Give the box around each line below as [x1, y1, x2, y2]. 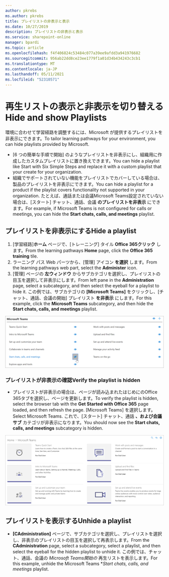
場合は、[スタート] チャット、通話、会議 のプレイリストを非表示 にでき [12, 199, 161, 205]
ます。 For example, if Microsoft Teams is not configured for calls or [12, 205, 152, 211]
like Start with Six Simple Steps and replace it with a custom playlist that [12, 163, 162, 170]
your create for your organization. [12, 169, 82, 175]
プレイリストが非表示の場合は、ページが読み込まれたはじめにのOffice [12, 389, 157, 395]
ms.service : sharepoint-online [5, 35, 71, 40]
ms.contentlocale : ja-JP [5, 66, 57, 71]
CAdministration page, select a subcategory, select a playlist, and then [12, 543, 161, 549]
